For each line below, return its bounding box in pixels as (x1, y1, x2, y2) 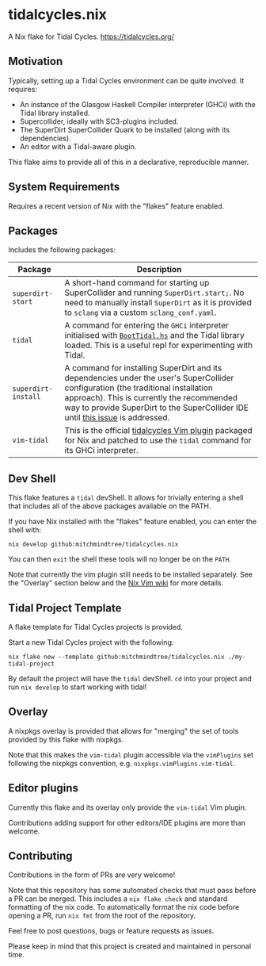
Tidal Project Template (8, 601, 122, 615)
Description (136, 264, 182, 275)
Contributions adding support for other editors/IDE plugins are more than (8, 818, 245, 827)
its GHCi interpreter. (64, 445, 139, 456)
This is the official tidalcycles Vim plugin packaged (64, 425, 253, 436)
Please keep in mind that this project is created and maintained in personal (8, 941, 252, 951)
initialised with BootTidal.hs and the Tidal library (64, 330, 245, 341)
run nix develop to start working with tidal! (8, 682, 147, 692)
